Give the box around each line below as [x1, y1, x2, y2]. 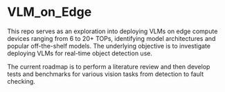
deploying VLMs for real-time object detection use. [7, 49, 152, 57]
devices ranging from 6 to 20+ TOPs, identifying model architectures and [7, 34, 216, 42]
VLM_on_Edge [7, 4, 92, 20]
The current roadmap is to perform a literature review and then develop [7, 62, 210, 71]
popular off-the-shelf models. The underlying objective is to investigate [7, 42, 211, 50]
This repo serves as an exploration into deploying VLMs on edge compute [7, 27, 218, 35]
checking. [7, 77, 36, 85]
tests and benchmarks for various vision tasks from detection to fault [7, 70, 204, 78]
